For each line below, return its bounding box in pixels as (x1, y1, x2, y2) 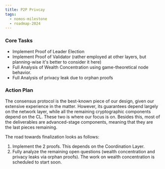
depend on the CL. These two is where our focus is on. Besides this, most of (5, 114, 160, 120)
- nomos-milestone (9, 16, 48, 21)
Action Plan (5, 87, 33, 94)
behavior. (12, 69, 32, 75)
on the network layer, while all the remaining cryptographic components (5, 108, 151, 114)
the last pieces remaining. (5, 124, 58, 130)
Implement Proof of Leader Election (12, 48, 85, 54)
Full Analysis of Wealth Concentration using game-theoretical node (12, 64, 149, 70)
